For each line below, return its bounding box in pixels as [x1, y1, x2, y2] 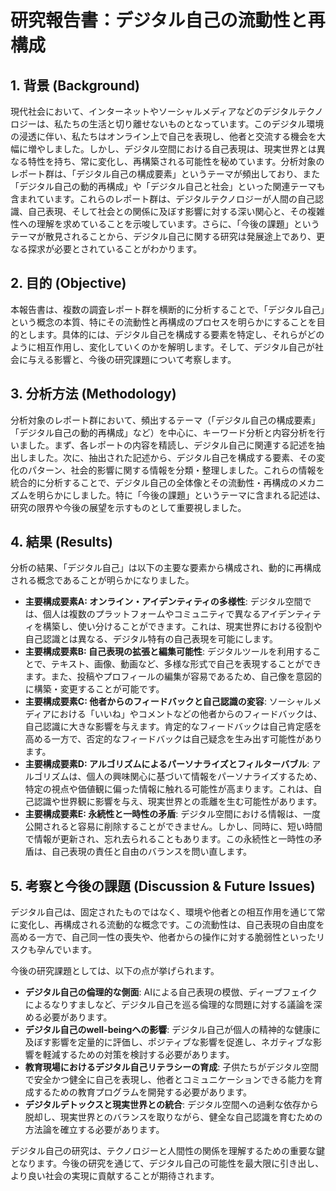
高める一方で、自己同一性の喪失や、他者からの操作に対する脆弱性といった [10, 931, 317, 943]
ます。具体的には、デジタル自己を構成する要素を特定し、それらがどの [36, 328, 325, 340]
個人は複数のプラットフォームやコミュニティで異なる [42, 608, 262, 620]
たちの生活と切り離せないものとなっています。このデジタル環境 [62, 118, 325, 130]
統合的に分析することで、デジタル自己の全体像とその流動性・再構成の [10, 476, 299, 488]
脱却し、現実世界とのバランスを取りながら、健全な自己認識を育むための [24, 1111, 323, 1123]
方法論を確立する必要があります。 [24, 1124, 165, 1136]
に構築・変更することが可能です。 [24, 683, 165, 695]
